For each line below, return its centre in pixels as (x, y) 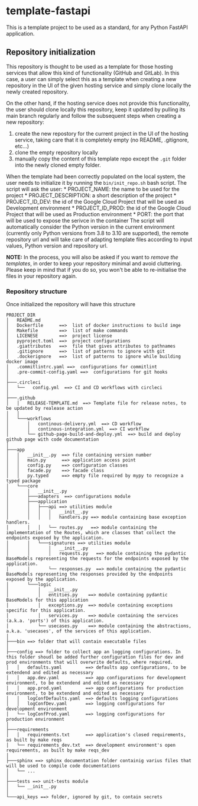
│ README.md (24, 320)
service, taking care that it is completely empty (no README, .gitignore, (102, 140)
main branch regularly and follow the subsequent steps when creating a (94, 115)
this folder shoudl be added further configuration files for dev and (95, 657)
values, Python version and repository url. (57, 245)
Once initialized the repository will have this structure (71, 304)
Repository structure (37, 291)
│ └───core (22, 486)
